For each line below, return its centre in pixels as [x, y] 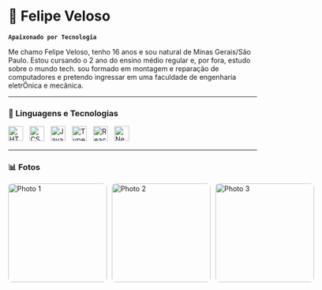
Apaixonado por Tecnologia [52, 37]
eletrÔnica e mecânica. [46, 85]
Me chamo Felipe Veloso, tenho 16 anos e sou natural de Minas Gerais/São [129, 51]
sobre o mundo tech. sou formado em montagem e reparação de [114, 68]
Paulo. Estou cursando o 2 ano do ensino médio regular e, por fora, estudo [129, 60]
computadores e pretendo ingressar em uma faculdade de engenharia [122, 77]
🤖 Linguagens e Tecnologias [63, 113]
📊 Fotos [24, 168]
